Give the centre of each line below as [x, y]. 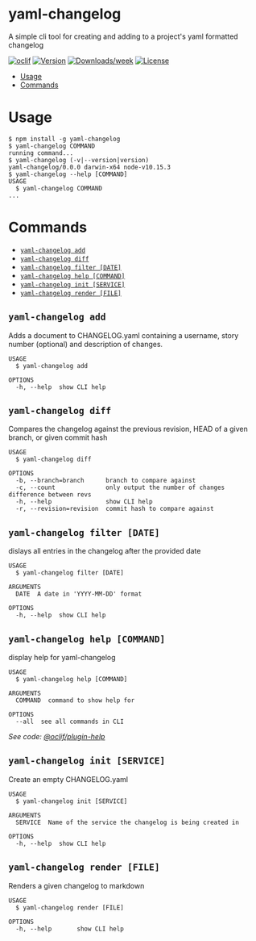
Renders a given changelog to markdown [76, 885]
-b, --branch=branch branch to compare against [106, 481]
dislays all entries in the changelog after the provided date [105, 551]
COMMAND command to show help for [75, 701]
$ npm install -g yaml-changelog [64, 139]
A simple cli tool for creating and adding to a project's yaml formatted [124, 36]
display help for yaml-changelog [62, 658]
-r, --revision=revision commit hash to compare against [115, 509]
